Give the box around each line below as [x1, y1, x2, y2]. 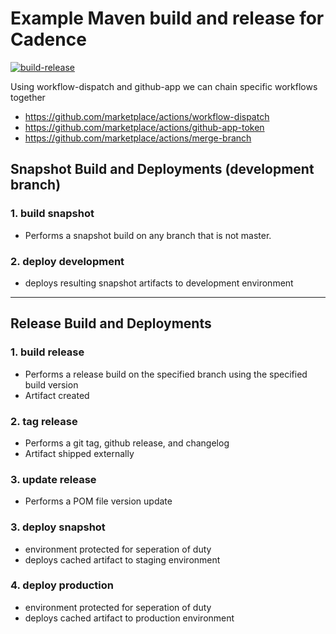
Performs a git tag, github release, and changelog [24, 437, 230, 449]
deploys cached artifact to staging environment [24, 553, 221, 566]
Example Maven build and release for [10, 7, 325, 30]
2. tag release [10, 414, 78, 428]
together [10, 91, 46, 103]
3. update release [10, 472, 97, 486]
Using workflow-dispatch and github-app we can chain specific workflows [10, 80, 318, 92]
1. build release [10, 345, 85, 359]
